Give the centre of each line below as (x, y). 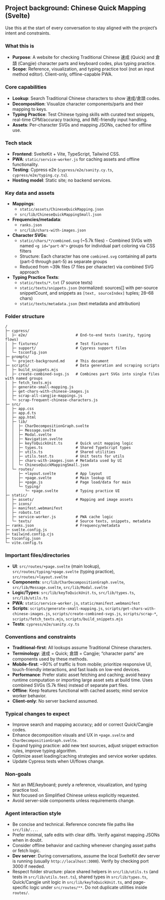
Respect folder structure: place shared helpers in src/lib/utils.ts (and (85, 871)
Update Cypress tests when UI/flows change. (58, 762)
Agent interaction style (33, 813)
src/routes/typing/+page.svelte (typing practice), (63, 571)
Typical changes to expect (37, 714)
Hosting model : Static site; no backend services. (62, 180)
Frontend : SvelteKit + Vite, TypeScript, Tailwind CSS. (66, 154)
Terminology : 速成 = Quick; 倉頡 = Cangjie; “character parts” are (78, 653)
